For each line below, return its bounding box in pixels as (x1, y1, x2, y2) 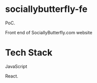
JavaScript (5, 63, 27, 69)
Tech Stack (5, 47, 53, 58)
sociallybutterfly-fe (5, 3, 88, 15)
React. (5, 73, 18, 79)
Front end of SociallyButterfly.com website (5, 29, 93, 35)
